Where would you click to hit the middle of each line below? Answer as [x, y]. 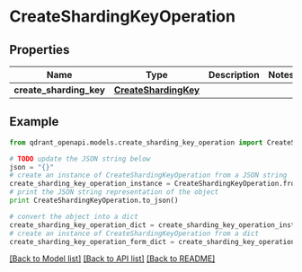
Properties [40, 50]
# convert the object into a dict [74, 216]
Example [34, 122]
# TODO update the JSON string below [80, 159]
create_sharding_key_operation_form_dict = [92, 241]
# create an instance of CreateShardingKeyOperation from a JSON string [148, 175]
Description [234, 75]
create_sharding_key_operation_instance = [90, 184]
